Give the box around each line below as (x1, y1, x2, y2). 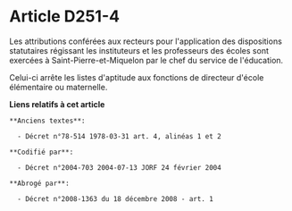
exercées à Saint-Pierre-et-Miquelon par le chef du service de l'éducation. (9, 55, 284, 65)
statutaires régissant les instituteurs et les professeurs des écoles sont (9, 45, 270, 55)
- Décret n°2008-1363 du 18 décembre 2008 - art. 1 (17, 194, 214, 203)
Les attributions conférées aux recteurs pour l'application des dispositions (9, 36, 283, 46)
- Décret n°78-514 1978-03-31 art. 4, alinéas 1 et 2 (17, 131, 221, 140)
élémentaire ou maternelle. (9, 81, 108, 92)
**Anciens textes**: (9, 116, 87, 125)
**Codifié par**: (9, 148, 74, 156)
